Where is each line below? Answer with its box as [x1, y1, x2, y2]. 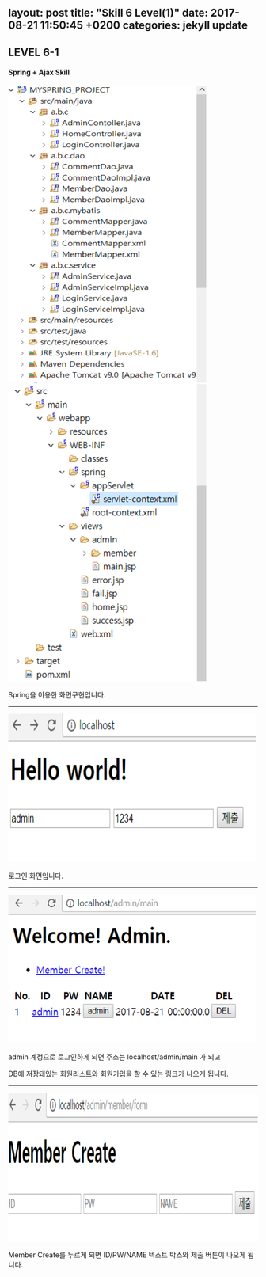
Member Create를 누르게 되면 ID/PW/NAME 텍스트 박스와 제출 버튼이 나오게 [8, 1250, 246, 1260]
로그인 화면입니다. [8, 871, 64, 880]
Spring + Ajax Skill [8, 67, 70, 78]
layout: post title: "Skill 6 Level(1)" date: [8, 6, 208, 20]
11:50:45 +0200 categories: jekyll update [40, 19, 248, 32]
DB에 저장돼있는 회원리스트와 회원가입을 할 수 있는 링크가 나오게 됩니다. [8, 1069, 230, 1078]
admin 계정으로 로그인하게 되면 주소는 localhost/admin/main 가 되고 [8, 1052, 221, 1062]
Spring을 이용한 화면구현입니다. [8, 690, 106, 699]
